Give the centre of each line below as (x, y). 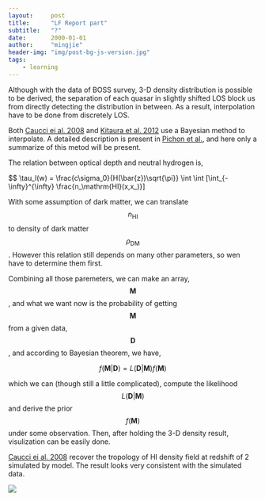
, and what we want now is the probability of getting (93, 304)
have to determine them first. (55, 263)
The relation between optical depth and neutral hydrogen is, (106, 163)
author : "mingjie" (45, 45)
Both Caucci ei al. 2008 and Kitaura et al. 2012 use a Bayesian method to (127, 130)
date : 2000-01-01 (47, 38)
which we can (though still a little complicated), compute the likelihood (123, 384)
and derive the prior (40, 408)
